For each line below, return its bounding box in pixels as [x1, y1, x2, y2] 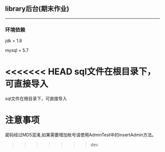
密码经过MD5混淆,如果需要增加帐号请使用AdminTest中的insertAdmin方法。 [5, 132, 156, 138]
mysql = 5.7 [5, 47, 29, 53]
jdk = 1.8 [5, 38, 22, 44]
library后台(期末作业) [5, 4, 70, 13]
